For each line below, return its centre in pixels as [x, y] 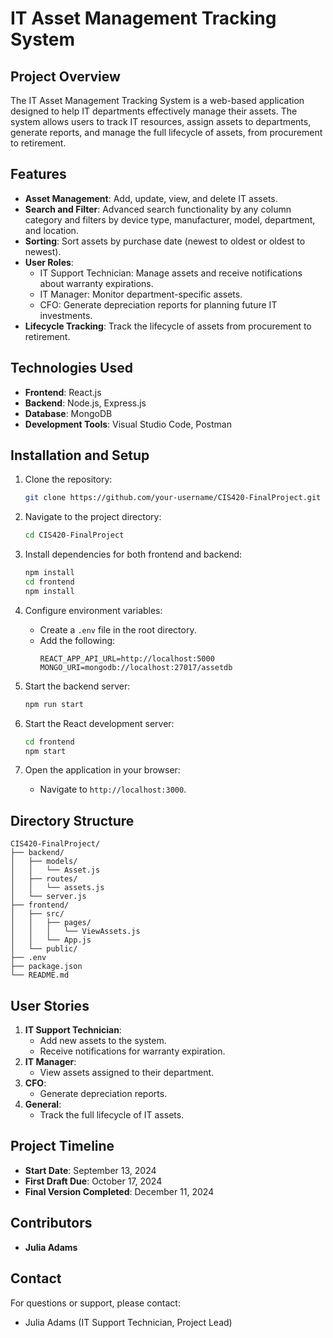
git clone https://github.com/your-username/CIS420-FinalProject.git [173, 498]
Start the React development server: [99, 723]
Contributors [51, 1223]
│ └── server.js [48, 897]
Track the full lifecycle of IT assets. [112, 1115]
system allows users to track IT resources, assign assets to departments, [161, 121]
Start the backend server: [77, 686]
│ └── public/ [44, 949]
